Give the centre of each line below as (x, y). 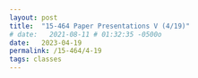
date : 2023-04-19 (46, 43)
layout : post (34, 17)
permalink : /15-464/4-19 (56, 51)
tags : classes (36, 59)
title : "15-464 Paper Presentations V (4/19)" (100, 26)
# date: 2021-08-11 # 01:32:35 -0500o (86, 34)
